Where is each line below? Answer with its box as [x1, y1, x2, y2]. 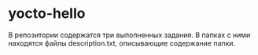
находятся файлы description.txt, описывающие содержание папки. [8, 38, 236, 47]
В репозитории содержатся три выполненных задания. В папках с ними [8, 30, 251, 40]
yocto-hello [8, 5, 86, 22]
